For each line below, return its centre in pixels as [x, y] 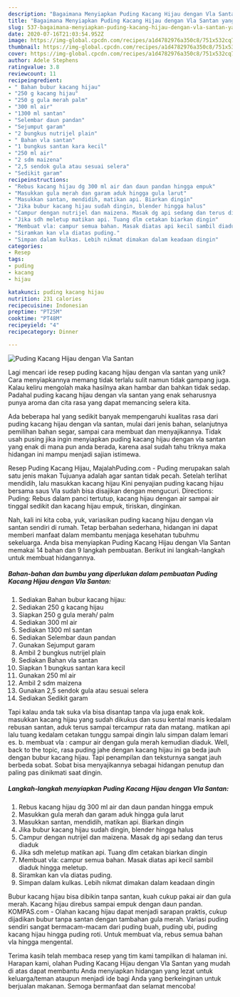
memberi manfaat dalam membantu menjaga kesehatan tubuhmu [104, 535]
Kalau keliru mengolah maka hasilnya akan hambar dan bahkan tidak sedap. [119, 387]
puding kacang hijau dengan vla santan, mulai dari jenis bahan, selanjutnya [118, 424]
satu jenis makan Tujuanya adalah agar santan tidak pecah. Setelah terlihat [118, 476]
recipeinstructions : [39, 180]
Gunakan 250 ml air [47, 675]
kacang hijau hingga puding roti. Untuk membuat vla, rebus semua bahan [115, 934]
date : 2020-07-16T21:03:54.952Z [56, 34]
